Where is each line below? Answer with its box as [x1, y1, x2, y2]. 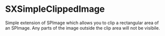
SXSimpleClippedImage [5, 3, 105, 15]
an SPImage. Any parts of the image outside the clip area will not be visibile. [5, 25, 160, 31]
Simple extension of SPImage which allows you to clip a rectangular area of [5, 20, 159, 26]
